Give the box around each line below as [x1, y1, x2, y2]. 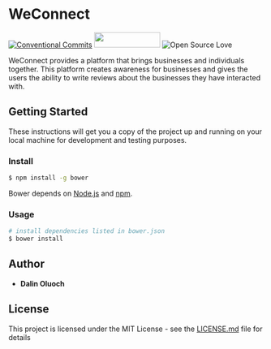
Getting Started [8, 105, 88, 118]
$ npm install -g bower [8, 174, 89, 183]
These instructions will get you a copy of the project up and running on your [8, 127, 262, 136]
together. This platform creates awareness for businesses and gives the [8, 64, 249, 74]
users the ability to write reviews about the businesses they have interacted [8, 72, 261, 82]
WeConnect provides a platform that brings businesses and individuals [8, 55, 245, 65]
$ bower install [8, 235, 63, 243]
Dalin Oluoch [19, 278, 65, 288]
